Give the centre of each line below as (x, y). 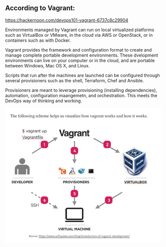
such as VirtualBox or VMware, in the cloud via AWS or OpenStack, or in (79, 35)
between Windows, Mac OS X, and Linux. (48, 65)
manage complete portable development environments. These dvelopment (82, 55)
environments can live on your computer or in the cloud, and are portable (80, 60)
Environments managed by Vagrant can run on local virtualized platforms (80, 30)
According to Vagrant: (40, 8)
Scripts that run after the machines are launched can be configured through (83, 75)
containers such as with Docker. (38, 40)
